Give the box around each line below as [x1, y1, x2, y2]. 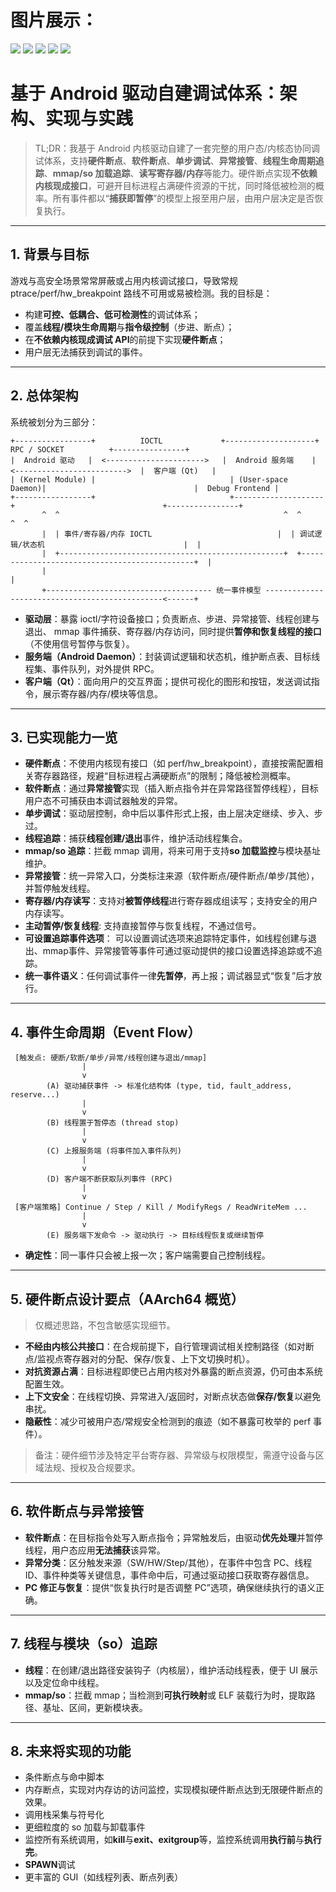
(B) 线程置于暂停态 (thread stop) [46, 1118, 180, 1128]
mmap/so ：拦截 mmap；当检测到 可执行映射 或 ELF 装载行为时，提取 [24, 1689, 307, 1701]
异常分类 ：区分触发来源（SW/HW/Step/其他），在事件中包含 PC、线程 [24, 1556, 313, 1568]
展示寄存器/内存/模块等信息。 [42, 687, 163, 700]
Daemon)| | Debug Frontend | [10, 483, 280, 493]
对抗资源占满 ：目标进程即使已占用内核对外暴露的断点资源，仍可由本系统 [24, 1365, 323, 1377]
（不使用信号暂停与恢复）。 [24, 637, 135, 650]
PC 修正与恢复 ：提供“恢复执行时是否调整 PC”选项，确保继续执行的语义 [24, 1581, 316, 1593]
